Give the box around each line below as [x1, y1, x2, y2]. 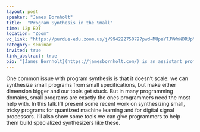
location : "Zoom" [6, 31, 49, 37]
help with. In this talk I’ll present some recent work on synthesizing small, [6, 100, 186, 107]
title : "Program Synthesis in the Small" [6, 20, 113, 26]
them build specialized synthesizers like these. [6, 119, 121, 126]
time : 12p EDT [6, 25, 42, 32]
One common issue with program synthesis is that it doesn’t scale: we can [6, 75, 189, 82]
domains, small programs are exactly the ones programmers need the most [6, 93, 190, 101]
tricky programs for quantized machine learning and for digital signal [6, 106, 174, 114]
